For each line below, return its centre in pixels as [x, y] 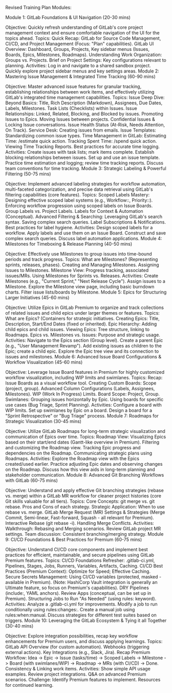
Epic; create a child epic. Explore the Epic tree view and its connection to [82, 351]
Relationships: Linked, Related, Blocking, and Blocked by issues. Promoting [84, 114]
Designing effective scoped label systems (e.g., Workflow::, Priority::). [79, 200]
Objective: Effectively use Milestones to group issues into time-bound [79, 254]
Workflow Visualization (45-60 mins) [44, 362]
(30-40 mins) [19, 626]
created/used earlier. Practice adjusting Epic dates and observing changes [84, 464]
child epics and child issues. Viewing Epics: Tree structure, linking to [78, 329]
